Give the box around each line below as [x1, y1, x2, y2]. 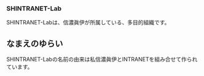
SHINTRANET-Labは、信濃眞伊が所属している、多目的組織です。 [6, 19, 170, 26]
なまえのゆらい [6, 38, 63, 49]
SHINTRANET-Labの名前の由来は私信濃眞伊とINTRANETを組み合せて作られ [6, 56, 198, 63]
